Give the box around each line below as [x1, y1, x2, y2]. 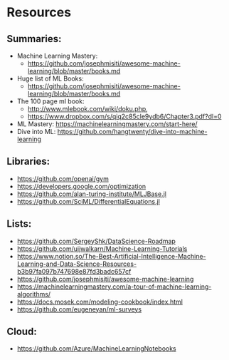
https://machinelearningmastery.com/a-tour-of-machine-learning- [16, 282, 212, 291]
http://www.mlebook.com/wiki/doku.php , [27, 105, 149, 113]
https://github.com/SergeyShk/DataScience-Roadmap [16, 237, 176, 245]
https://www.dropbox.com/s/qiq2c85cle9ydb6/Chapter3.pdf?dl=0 [27, 112, 222, 120]
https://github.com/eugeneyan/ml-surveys [16, 304, 142, 314]
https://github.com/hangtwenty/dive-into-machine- [57, 128, 208, 135]
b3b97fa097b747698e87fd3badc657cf [16, 267, 132, 275]
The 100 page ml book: [16, 97, 85, 106]
